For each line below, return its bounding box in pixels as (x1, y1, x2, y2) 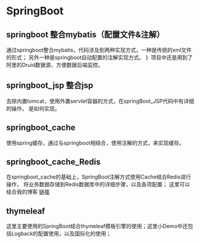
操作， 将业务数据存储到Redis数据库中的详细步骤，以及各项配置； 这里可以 (6, 181, 190, 188)
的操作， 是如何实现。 (6, 104, 60, 112)
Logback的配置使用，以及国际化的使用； (11, 230, 112, 237)
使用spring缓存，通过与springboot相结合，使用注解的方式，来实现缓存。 (6, 139, 185, 146)
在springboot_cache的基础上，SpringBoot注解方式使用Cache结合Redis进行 (6, 173, 191, 180)
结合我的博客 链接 (6, 188, 50, 195)
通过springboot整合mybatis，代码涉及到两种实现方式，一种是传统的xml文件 (6, 47, 192, 53)
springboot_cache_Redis (6, 157, 101, 167)
